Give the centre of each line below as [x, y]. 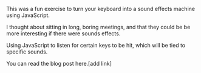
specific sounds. [27, 52]
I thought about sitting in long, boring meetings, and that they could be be [98, 27]
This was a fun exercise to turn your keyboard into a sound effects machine [101, 9]
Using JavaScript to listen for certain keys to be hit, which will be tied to [96, 45]
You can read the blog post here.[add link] [59, 64]
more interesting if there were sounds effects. [63, 33]
